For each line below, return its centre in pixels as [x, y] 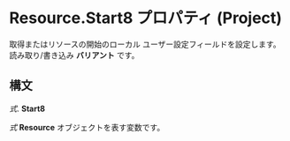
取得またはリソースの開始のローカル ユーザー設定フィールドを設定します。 [145, 44]
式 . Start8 [27, 108]
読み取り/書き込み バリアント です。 [74, 55]
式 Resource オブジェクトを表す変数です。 [87, 127]
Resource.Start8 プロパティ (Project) [146, 18]
